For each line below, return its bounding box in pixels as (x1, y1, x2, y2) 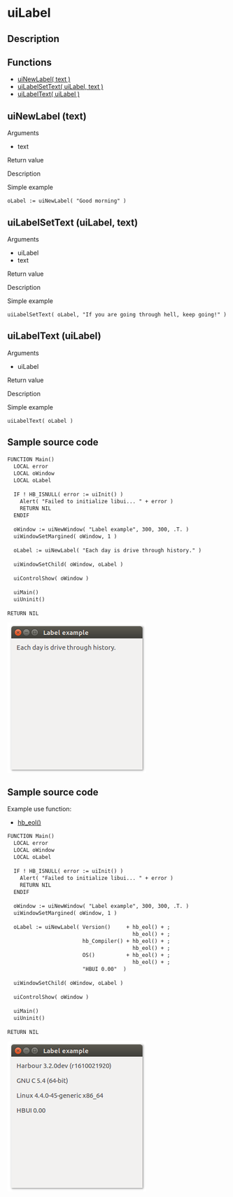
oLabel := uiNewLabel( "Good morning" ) (7, 197, 127, 204)
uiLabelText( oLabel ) (7, 417, 73, 424)
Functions (7, 56, 52, 68)
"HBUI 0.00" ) (82, 966, 127, 973)
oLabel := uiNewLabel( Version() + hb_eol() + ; (13, 924, 171, 931)
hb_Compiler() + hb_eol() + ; (82, 938, 171, 945)
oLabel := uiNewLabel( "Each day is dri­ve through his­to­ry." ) (13, 547, 202, 554)
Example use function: (7, 805, 72, 813)
